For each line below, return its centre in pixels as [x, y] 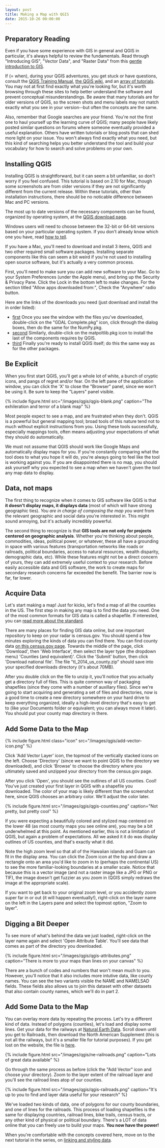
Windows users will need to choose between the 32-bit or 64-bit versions [80, 226]
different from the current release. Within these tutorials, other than [73, 191]
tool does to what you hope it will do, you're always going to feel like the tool [82, 457]
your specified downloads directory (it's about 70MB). [60, 667]
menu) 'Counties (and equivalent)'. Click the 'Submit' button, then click [77, 657]
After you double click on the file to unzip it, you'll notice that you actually [79, 677]
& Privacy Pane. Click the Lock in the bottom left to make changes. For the [80, 282]
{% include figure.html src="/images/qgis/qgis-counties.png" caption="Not [82, 806]
